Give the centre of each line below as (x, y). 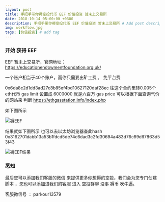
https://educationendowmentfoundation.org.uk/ (53, 67)
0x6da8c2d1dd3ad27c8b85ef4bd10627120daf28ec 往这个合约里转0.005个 (81, 88)
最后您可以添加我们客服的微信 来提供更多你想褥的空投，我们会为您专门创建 (81, 178)
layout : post (18, 10)
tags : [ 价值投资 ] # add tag (32, 32)
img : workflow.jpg (24, 28)
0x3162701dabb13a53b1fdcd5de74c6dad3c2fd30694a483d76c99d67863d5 (82, 137)
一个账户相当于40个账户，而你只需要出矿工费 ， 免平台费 (63, 78)
